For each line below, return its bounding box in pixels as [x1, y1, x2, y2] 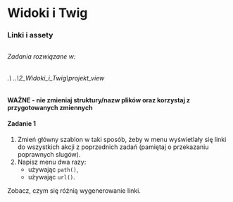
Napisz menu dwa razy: [17, 158, 87, 166]
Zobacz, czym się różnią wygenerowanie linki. [7, 186, 141, 195]
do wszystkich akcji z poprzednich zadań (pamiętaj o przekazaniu [17, 143, 209, 151]
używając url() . [27, 172, 75, 181]
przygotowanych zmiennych [7, 103, 93, 112]
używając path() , [27, 165, 79, 174]
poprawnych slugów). [17, 150, 81, 158]
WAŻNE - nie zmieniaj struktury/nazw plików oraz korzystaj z [7, 95, 191, 104]
